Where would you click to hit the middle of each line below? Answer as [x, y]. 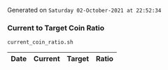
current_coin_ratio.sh [40, 42]
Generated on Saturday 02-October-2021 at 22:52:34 [84, 10]
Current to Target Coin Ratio [56, 28]
